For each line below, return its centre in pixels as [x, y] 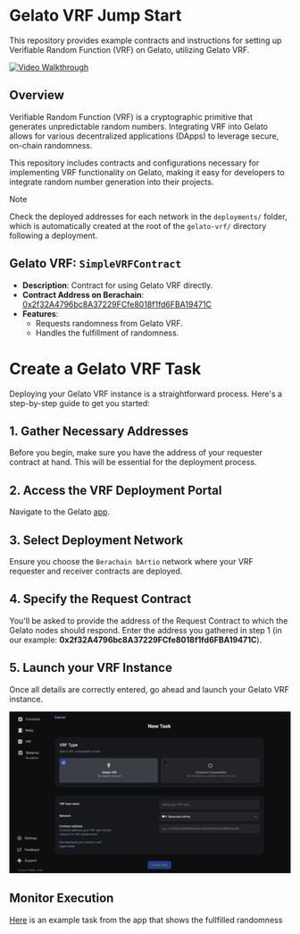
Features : [40, 313]
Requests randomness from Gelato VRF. [109, 323]
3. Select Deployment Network [96, 540]
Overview [37, 95]
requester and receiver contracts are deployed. [96, 571]
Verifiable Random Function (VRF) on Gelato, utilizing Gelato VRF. [129, 49]
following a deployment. [54, 235]
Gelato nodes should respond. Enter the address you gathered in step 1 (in [146, 630]
